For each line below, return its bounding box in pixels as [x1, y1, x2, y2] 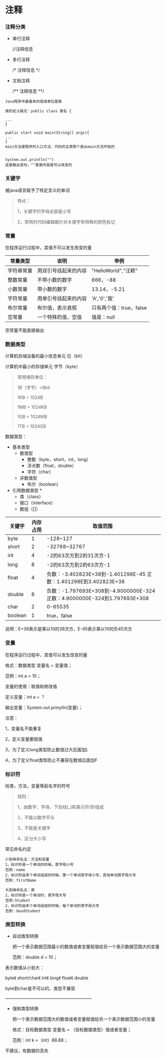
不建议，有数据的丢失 [5, 1048, 48, 1054]
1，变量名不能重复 [5, 725, 42, 731]
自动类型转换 [12, 933, 39, 939]
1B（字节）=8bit [17, 385, 50, 390]
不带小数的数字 [37, 277, 73, 283]
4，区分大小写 [17, 835, 46, 841]
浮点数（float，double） [27, 463, 77, 469]
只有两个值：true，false [91, 304, 147, 311]
